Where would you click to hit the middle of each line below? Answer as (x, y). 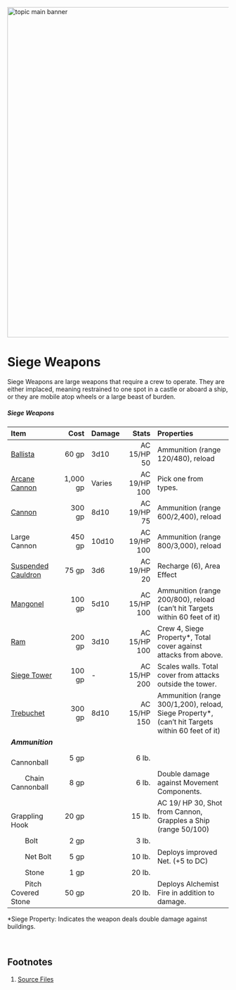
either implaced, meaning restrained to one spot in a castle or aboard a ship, (118, 389)
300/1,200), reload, (190, 704)
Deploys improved (187, 852)
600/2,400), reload (189, 516)
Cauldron (26, 574)
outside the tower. (187, 683)
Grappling (27, 816)
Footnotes (30, 962)
